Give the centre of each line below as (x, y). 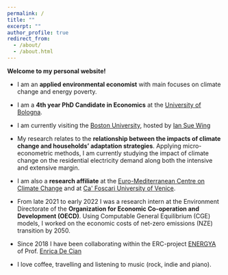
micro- (192, 146)
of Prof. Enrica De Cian (49, 251)
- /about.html (33, 52)
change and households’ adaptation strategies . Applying (99, 146)
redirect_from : (29, 39)
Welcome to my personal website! (56, 71)
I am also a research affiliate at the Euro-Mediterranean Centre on (111, 181)
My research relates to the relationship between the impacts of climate (119, 138)
